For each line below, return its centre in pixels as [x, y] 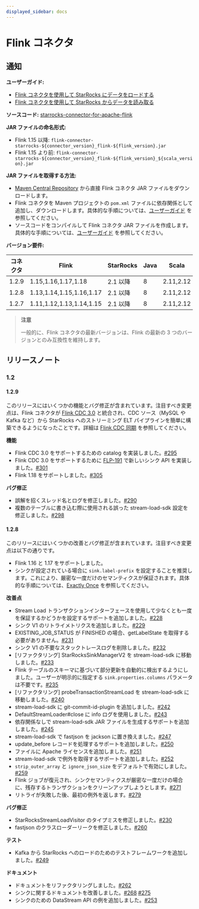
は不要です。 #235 [36, 685]
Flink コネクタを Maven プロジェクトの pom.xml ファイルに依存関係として [104, 203]
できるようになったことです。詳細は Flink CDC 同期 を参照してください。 [100, 428]
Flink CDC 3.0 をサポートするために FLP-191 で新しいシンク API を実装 [101, 460]
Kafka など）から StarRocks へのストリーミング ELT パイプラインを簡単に [96, 420]
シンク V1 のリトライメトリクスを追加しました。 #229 [80, 625]
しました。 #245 [34, 729]
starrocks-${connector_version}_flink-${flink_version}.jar [90, 146]
